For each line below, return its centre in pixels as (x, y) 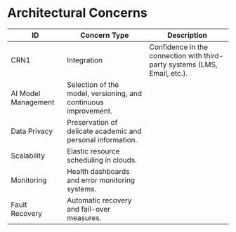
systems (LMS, (193, 64)
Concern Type (105, 35)
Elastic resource (93, 151)
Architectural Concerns (77, 13)
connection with (176, 55)
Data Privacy (32, 131)
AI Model (26, 93)
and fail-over (88, 209)
